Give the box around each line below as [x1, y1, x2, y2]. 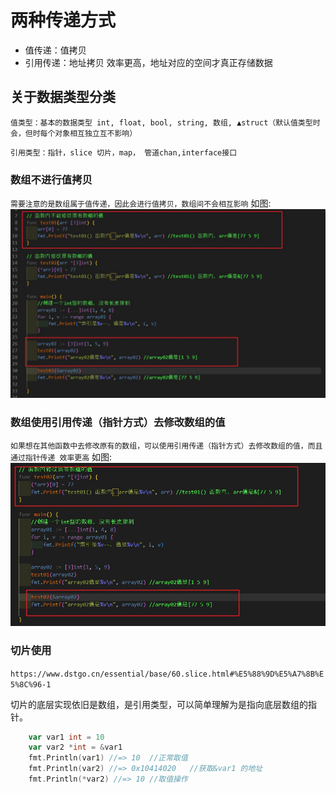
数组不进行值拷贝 [10, 172, 93, 186]
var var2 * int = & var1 [28, 742, 123, 753]
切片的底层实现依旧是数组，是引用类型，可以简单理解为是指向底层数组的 [10, 698, 308, 710]
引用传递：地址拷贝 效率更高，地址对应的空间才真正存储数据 [24, 56, 273, 68]
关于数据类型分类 [10, 89, 116, 106]
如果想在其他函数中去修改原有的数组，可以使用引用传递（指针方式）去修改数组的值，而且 [10, 441, 323, 451]
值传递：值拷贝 [24, 44, 87, 56]
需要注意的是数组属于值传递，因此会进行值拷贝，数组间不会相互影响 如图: [10, 197, 272, 210]
